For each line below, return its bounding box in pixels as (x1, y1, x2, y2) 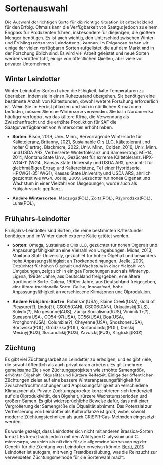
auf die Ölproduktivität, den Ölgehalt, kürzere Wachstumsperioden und (5, 393, 147, 399)
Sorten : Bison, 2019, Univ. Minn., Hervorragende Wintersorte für (12, 133, 142, 139)
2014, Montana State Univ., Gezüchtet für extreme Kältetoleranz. (12, 155, 143, 160)
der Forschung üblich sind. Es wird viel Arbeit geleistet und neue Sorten (5, 50, 149, 56)
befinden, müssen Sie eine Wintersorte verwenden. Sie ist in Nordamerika (5, 109, 154, 114)
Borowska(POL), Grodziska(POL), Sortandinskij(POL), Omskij (12, 324, 135, 330)
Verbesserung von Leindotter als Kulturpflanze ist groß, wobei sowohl (5, 409, 145, 415)
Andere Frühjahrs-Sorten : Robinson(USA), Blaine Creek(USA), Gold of (12, 298, 155, 304)
